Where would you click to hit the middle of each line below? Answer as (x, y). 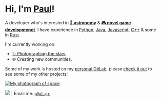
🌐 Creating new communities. (42, 59)
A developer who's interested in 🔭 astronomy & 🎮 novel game (68, 22)
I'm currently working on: (30, 44)
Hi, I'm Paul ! (30, 9)
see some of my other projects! (37, 74)
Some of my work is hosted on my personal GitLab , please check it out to (79, 68)
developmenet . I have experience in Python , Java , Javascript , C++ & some (80, 30)
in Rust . (13, 34)
